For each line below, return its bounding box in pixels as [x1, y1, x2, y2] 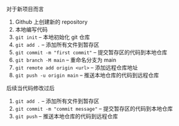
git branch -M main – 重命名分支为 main [15, 57, 117, 63]
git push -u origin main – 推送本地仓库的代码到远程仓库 [15, 72, 159, 79]
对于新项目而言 [6, 5, 44, 12]
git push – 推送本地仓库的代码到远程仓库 [15, 113, 118, 120]
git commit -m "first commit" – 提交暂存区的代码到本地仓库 [15, 49, 168, 56]
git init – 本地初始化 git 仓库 [15, 33, 90, 41]
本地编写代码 [15, 26, 48, 33]
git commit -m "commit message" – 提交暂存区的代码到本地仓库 [15, 105, 173, 112]
